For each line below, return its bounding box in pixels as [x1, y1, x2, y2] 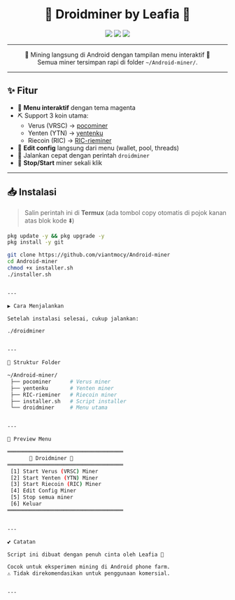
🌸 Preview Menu [7, 435, 52, 443]
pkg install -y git [7, 239, 64, 246]
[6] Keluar [10, 501, 42, 508]
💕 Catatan [7, 538, 36, 545]
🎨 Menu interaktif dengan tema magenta [17, 103, 136, 111]
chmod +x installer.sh [7, 265, 73, 272]
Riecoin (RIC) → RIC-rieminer [27, 136, 112, 144]
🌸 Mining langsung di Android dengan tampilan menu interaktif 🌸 [24, 50, 211, 59]
